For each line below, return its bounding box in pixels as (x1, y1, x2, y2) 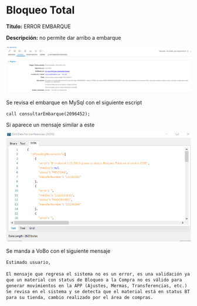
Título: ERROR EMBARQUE (6, 23, 72, 30)
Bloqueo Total (6, 4, 75, 17)
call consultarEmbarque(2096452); (6, 111, 91, 117)
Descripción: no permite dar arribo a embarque (6, 34, 121, 41)
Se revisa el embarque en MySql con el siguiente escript (6, 99, 142, 106)
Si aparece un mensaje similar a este (6, 121, 95, 129)
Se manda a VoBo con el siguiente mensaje (6, 247, 111, 255)
